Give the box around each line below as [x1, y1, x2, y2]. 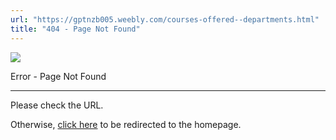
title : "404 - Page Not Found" [10, 24, 141, 34]
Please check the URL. [10, 99, 104, 111]
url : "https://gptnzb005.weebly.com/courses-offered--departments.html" [10, 14, 320, 25]
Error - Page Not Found [10, 70, 107, 82]
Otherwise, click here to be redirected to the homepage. [10, 118, 242, 130]
